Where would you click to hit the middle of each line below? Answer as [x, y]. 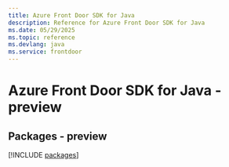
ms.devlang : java [36, 45]
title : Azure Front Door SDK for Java [71, 15]
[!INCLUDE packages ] [44, 155]
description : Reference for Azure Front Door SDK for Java [107, 23]
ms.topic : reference [42, 37]
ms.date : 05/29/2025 [42, 30]
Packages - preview [58, 136]
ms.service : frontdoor [45, 52]
